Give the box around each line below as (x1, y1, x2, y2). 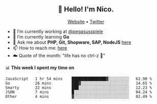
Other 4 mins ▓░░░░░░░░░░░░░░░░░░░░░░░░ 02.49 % (5, 94, 152, 99)
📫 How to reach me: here (12, 45, 68, 51)
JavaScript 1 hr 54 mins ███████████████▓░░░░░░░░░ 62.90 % (5, 76, 152, 81)
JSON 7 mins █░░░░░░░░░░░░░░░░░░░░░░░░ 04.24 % (5, 89, 152, 94)
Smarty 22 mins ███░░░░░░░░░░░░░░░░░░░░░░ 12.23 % (5, 85, 152, 90)
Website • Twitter (67, 18, 105, 24)
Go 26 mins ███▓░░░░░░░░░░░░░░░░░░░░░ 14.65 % (5, 81, 152, 86)
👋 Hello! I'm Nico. (58, 5, 114, 14)
